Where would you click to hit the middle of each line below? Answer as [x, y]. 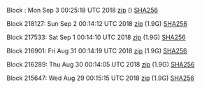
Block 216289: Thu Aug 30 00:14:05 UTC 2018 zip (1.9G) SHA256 [101, 64]
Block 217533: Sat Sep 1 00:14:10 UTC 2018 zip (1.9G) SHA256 [96, 37]
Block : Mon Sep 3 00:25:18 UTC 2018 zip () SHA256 [82, 10]
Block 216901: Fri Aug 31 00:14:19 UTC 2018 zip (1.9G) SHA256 [97, 51]
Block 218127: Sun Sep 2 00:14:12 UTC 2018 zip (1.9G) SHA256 [97, 23]
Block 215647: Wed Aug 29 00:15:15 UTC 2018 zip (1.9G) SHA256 [101, 78]
